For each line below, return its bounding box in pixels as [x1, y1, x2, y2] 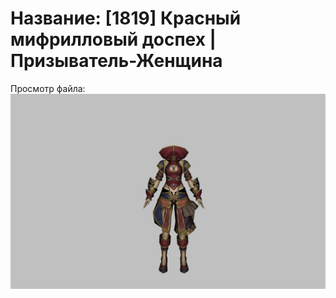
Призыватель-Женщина [10, 50, 223, 72]
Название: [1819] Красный [10, 7, 242, 30]
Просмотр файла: [10, 82, 86, 94]
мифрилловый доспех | [10, 28, 217, 51]
